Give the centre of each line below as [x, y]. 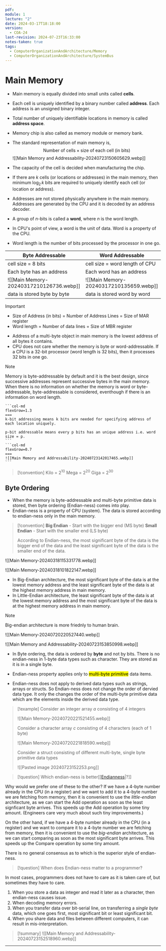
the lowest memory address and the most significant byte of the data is [85, 600]
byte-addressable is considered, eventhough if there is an [91, 392]
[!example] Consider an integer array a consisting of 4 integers [81, 709]
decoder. [21, 209]
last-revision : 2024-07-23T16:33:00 [43, 38]
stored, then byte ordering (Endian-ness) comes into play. [71, 505]
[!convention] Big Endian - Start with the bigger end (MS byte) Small [87, 525]
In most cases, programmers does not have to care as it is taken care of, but [83, 877]
